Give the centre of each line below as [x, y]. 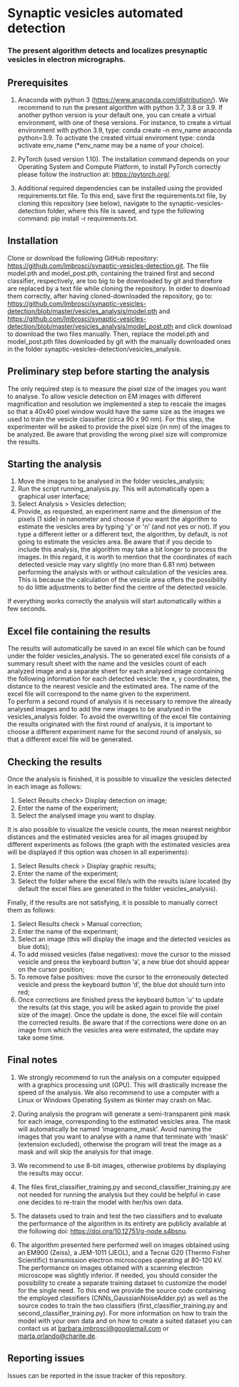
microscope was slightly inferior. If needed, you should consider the [117, 1275]
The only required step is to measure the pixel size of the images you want [117, 388]
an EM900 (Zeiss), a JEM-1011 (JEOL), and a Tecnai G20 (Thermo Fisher [124, 1252]
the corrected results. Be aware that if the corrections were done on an [122, 1022]
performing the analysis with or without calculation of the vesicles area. [123, 572]
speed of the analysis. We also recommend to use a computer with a [118, 1092]
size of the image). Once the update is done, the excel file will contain [120, 1015]
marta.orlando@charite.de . [57, 1336]
